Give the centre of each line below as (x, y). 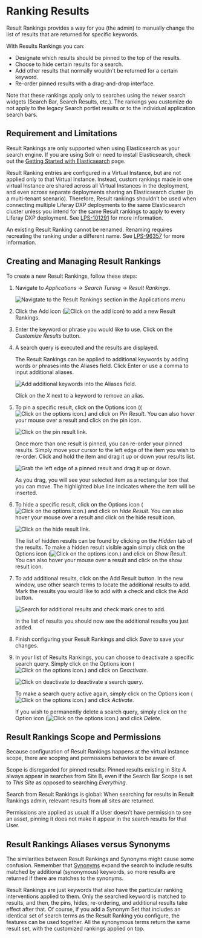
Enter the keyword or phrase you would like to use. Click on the (94, 329)
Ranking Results (48, 11)
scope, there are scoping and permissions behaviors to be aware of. (91, 758)
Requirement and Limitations (62, 133)
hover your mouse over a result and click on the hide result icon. (95, 517)
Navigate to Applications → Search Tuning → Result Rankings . (93, 287)
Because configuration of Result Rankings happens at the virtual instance (98, 752)
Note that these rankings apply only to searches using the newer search (96, 95)
